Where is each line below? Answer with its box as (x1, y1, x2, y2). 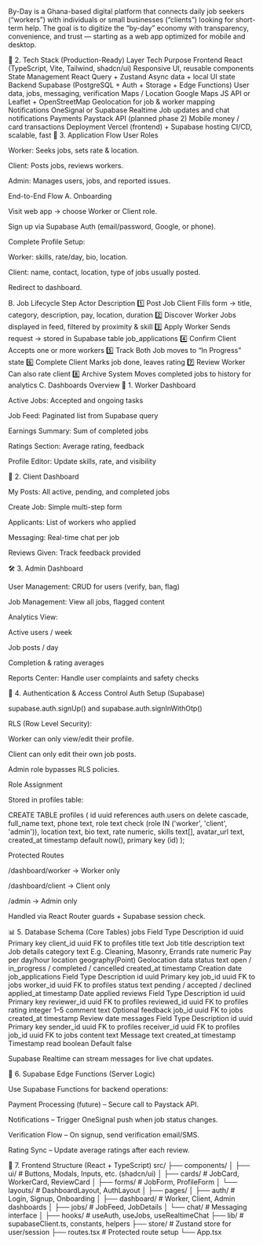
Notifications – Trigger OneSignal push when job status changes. (8, 1115, 218, 1124)
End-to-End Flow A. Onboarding (8, 192, 112, 200)
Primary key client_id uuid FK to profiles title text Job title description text (8, 938, 245, 948)
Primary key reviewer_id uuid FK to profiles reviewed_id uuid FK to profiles (8, 997, 249, 1006)
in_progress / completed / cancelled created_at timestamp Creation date (8, 964, 243, 973)
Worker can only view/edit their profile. (8, 734, 134, 744)
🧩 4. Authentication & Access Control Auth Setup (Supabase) (8, 689, 206, 698)
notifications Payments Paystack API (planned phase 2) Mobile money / (8, 114, 239, 123)
